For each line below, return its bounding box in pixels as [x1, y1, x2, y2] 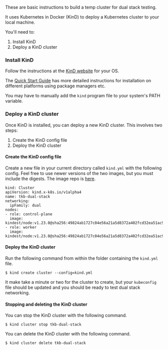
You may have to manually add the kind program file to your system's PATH [5, 93, 160, 99]
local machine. [5, 20, 35, 25]
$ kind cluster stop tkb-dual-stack [5, 322, 81, 327]
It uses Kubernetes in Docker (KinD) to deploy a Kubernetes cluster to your [5, 14, 159, 20]
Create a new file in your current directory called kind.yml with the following [5, 165, 162, 171]
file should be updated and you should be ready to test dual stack [5, 284, 140, 290]
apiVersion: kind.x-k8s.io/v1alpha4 [5, 190, 81, 195]
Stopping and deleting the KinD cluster [5, 301, 87, 307]
